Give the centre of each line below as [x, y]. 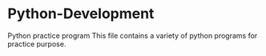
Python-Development [81, 14]
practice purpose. [37, 43]
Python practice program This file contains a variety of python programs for [133, 35]
